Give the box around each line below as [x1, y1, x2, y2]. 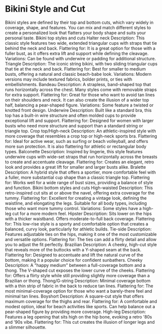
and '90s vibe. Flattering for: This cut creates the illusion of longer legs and [5, 319, 155, 325]
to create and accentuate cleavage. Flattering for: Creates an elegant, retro [5, 159, 154, 165]
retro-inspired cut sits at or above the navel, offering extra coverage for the [5, 190, 155, 195]
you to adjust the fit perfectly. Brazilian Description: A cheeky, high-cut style [5, 242, 157, 247]
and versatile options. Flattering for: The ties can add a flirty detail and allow [5, 236, 157, 242]
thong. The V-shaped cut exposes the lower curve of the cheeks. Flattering [5, 267, 155, 273]
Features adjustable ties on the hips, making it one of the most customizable [5, 231, 157, 237]
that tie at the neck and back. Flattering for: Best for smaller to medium [5, 66, 146, 71]
